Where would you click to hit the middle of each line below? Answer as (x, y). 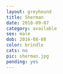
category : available (32, 28)
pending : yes (22, 61)
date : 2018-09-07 (28, 23)
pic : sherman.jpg (28, 56)
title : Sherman (25, 17)
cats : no (17, 51)
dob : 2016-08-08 (26, 39)
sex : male (18, 34)
